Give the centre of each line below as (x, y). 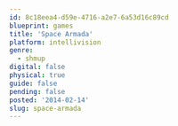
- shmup (32, 59)
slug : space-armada (45, 108)
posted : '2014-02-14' (49, 100)
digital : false (37, 67)
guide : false (33, 83)
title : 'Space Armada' (51, 34)
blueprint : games (41, 26)
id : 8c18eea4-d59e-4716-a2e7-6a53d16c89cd (89, 17)
